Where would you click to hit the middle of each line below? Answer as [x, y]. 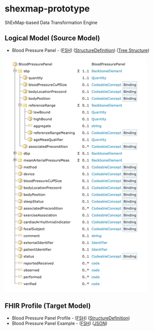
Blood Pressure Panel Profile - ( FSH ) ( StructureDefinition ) [71, 318]
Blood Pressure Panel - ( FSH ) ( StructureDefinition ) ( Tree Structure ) [80, 50]
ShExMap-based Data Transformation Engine [51, 22]
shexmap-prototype [47, 9]
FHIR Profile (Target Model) [48, 306]
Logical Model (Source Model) [52, 38]
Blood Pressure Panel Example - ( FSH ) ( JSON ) [60, 323]
